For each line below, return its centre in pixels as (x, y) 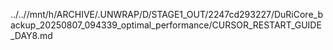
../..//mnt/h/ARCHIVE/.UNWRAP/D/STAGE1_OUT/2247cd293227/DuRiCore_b (166, 14)
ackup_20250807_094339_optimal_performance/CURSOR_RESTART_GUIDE (166, 25)
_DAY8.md (31, 35)
